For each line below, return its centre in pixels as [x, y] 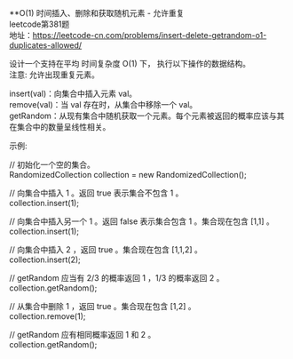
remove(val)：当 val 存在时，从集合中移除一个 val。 [103, 104]
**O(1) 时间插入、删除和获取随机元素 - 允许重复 [97, 13]
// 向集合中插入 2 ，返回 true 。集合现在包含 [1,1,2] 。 [106, 250]
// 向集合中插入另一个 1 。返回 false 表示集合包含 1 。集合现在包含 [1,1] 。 [142, 221]
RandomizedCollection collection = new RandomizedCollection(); [128, 175]
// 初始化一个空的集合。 [52, 164]
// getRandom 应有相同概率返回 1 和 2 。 [83, 335]
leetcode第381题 [40, 24]
